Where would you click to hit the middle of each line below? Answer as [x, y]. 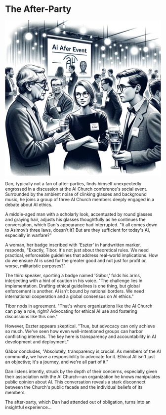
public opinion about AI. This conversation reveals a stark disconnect [75, 382]
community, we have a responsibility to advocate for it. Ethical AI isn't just [80, 356]
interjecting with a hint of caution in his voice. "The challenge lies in [74, 281]
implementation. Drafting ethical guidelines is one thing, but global [72, 286]
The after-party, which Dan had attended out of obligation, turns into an [78, 402]
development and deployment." [37, 341]
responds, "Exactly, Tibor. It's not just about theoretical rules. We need [77, 250]
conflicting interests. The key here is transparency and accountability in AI [81, 336]
